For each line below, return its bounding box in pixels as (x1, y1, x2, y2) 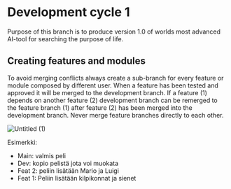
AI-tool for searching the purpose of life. (7, 34, 124, 43)
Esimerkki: (7, 138, 37, 146)
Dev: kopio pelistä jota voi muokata (17, 159, 119, 167)
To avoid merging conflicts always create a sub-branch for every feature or (7, 73, 224, 82)
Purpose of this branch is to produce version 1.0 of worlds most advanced (7, 27, 221, 36)
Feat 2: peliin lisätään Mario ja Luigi (17, 166, 119, 175)
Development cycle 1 (7, 4, 131, 20)
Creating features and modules (7, 55, 146, 67)
